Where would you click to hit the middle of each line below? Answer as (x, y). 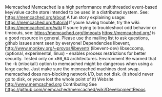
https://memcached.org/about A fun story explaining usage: (65, 17)
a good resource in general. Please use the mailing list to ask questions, (77, 38)
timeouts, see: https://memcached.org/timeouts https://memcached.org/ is (80, 33)
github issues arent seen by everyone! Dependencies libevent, (68, 43)
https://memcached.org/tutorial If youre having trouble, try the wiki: (73, 22)
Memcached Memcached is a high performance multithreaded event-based (81, 7)
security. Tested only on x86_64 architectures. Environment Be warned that (81, 58)
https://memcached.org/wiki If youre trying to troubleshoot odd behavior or (81, 28)
